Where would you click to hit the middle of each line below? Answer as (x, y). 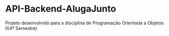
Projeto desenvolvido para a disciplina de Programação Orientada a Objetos (84, 23)
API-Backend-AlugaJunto (61, 9)
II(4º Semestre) (21, 28)
